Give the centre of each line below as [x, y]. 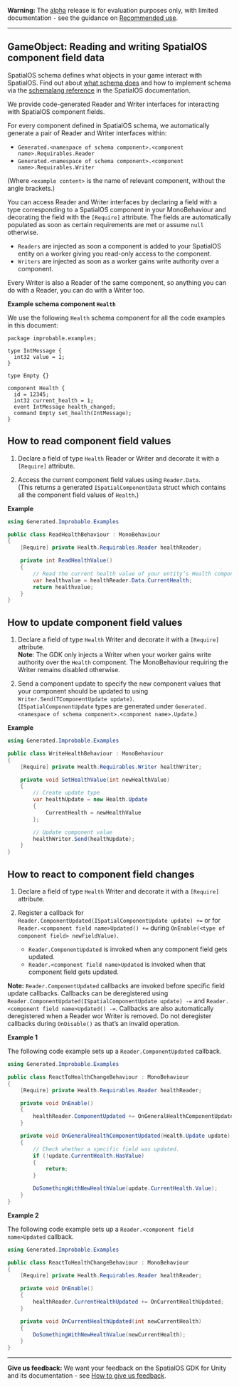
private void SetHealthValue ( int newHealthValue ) [95, 780]
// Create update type [67, 793]
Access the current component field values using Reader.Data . [109, 479]
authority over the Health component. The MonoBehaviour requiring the [123, 662]
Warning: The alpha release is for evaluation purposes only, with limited [113, 10]
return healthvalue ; [63, 587]
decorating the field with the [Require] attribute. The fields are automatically [119, 217]
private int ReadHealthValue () [67, 561]
